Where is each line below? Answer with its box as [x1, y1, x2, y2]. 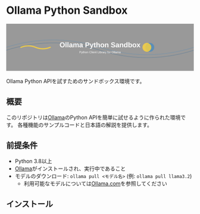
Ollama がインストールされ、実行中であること [14, 165, 126, 172]
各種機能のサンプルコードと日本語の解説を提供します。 [17, 121, 153, 129]
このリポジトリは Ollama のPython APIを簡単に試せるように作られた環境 [6, 114, 181, 121]
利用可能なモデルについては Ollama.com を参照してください [23, 180, 168, 187]
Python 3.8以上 [14, 157, 52, 164]
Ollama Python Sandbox [6, 4, 128, 17]
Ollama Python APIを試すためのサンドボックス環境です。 [6, 77, 145, 84]
